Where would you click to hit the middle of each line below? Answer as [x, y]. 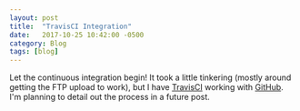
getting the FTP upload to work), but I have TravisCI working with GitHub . [146, 87]
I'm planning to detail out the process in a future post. [110, 97]
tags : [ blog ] [34, 52]
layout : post [34, 18]
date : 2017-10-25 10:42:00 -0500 [77, 35]
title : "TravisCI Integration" [70, 26]
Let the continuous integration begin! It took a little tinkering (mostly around [150, 77]
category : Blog [38, 43]
